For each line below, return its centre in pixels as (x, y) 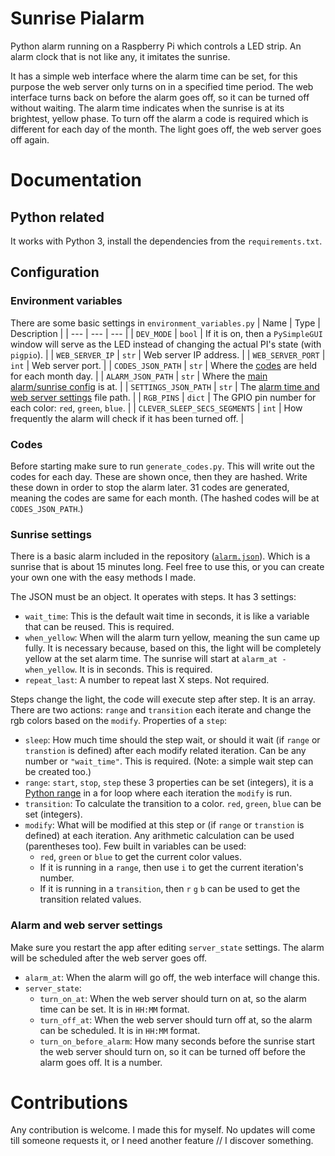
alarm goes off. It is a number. (101, 1062)
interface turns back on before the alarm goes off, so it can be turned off (160, 97)
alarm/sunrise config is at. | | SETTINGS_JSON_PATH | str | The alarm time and (165, 386)
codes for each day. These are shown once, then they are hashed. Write (159, 476)
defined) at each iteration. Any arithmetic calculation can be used (159, 836)
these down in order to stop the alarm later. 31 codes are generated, (150, 487)
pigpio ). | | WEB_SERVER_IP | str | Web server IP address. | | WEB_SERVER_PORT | (168, 354)
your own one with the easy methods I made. (103, 578)
